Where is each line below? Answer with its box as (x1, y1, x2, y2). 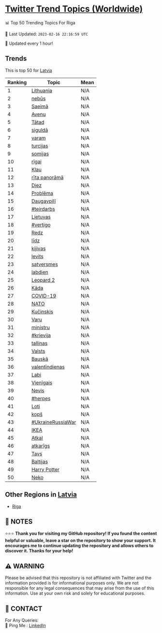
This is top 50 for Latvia (5, 67, 52, 73)
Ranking (7, 79, 27, 86)
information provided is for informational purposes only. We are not (5, 580, 139, 586)
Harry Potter (31, 466, 59, 473)
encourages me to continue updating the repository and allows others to (5, 543, 154, 548)
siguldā (31, 126, 48, 133)
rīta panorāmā (31, 174, 64, 181)
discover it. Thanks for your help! (5, 548, 74, 554)
